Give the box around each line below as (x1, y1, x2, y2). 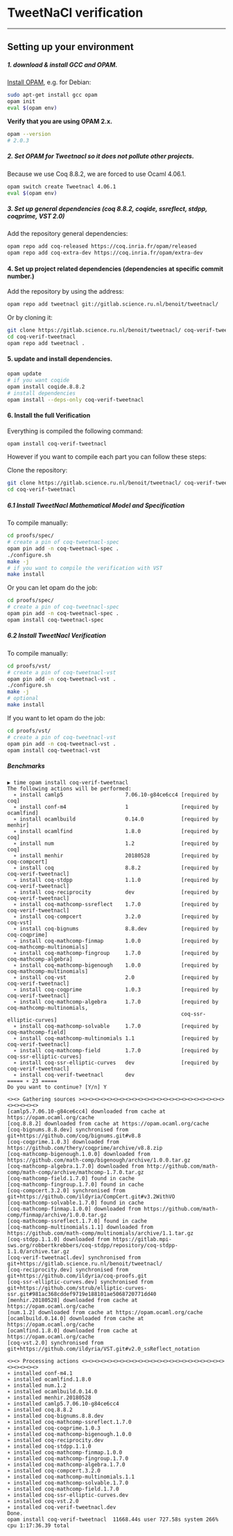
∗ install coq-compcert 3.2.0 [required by (13, 913, 218, 920)
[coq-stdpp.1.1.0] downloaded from (7, 1236, 110, 1243)
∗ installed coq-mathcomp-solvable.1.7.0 (7, 1480, 129, 1487)
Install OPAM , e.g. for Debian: (7, 78, 92, 86)
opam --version (7, 130, 51, 137)
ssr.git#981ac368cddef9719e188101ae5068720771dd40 (7, 1291, 157, 1298)
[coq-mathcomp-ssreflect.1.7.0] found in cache (7, 1218, 148, 1225)
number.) (7, 271, 35, 280)
